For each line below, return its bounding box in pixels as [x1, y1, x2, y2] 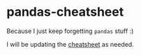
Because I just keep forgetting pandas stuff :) [6, 27, 134, 35]
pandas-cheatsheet [6, 4, 124, 20]
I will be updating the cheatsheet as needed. [6, 40, 134, 48]
